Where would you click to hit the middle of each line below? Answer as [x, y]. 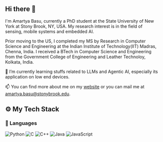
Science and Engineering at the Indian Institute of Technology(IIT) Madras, [81, 46]
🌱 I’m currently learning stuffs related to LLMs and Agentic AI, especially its [81, 71]
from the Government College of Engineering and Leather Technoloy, [75, 57]
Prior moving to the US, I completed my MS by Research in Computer [75, 41]
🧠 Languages [21, 123]
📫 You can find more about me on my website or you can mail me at [75, 86]
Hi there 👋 [20, 9]
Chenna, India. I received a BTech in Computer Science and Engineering [78, 51]
